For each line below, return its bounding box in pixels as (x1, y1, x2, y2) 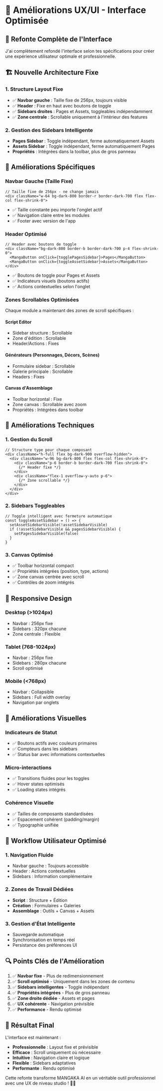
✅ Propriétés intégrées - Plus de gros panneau (12, 989, 110, 995)
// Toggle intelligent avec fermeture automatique (5, 514, 112, 519)
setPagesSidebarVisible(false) (14, 531, 79, 536)
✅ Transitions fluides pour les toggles (12, 775, 89, 781)
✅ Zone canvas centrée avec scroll (12, 574, 84, 580)
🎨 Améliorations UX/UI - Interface (5, 4, 147, 16)
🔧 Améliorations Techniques (5, 421, 94, 430)
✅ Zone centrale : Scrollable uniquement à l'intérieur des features (12, 114, 148, 120)
